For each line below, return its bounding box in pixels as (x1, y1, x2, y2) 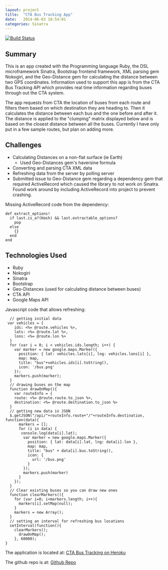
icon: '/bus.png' (18, 364, 55, 370)
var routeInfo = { (14, 391, 53, 396)
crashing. (12, 192, 32, 198)
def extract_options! (5, 211, 51, 216)
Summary (5, 50, 37, 58)
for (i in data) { (18, 426, 57, 431)
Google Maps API (12, 296, 49, 302)
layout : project (5, 7, 39, 13)
